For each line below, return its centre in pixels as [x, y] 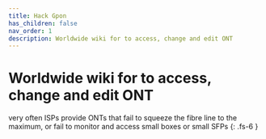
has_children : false [43, 23]
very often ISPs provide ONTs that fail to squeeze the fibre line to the [122, 118]
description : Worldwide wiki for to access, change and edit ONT [120, 38]
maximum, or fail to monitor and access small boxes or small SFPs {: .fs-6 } [133, 127]
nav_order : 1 [30, 31]
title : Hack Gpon [38, 16]
